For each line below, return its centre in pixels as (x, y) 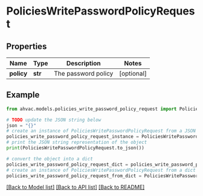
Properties (27, 46)
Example (23, 95)
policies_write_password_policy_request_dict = (67, 165)
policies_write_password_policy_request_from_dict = (74, 176)
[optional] (133, 73)
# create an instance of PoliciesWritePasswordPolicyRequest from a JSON (101, 131)
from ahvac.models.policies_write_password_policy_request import (92, 109)
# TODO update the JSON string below (54, 120)
